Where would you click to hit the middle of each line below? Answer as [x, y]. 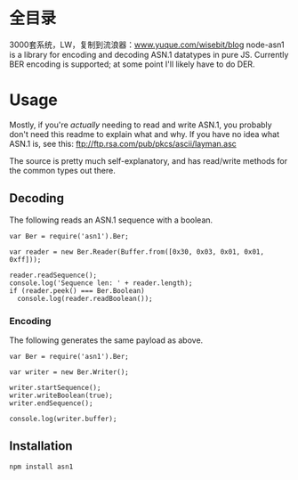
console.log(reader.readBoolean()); [85, 298]
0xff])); [25, 259]
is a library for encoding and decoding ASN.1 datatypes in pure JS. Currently [149, 54]
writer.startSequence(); [55, 387]
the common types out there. [62, 170]
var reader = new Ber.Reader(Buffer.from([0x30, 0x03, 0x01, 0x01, [137, 252]
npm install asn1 [41, 467]
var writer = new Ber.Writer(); [69, 372]
